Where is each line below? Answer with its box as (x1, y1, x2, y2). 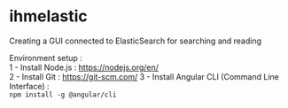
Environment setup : (9, 52, 82, 63)
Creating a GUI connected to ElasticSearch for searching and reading (9, 35, 262, 46)
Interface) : (9, 81, 51, 91)
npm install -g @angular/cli (9, 90, 117, 99)
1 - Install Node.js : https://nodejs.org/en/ (9, 62, 160, 73)
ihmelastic (9, 6, 89, 27)
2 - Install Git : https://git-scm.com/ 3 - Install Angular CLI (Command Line (9, 71, 279, 81)
